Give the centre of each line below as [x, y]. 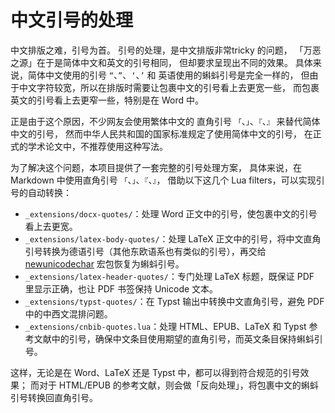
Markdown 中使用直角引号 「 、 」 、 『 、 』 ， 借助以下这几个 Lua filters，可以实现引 [167, 180]
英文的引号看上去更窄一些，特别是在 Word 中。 [107, 100]
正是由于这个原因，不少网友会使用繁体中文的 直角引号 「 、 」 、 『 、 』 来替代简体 [165, 121]
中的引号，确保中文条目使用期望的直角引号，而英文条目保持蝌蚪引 [187, 338]
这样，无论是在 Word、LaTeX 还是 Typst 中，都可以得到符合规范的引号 [155, 372]
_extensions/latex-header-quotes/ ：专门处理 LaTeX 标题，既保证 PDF [169, 276]
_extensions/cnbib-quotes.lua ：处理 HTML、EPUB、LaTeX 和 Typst [165, 326]
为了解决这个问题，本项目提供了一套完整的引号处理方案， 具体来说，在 [156, 167]
